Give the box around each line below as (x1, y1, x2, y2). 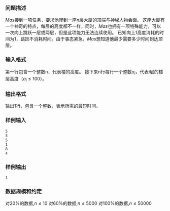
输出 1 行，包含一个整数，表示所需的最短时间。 (5, 103, 100, 109)
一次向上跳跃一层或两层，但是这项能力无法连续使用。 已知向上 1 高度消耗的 (5, 29, 160, 36)
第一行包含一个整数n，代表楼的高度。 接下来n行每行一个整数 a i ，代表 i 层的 (5, 68, 159, 76)
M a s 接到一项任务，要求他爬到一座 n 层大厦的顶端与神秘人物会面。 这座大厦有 (5, 17, 165, 23)
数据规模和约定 (5, 188, 42, 195)
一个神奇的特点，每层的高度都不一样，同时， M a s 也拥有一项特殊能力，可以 (5, 23, 161, 29)
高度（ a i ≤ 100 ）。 (9, 76, 47, 83)
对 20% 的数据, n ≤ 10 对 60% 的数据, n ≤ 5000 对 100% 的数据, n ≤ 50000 (5, 200, 152, 206)
